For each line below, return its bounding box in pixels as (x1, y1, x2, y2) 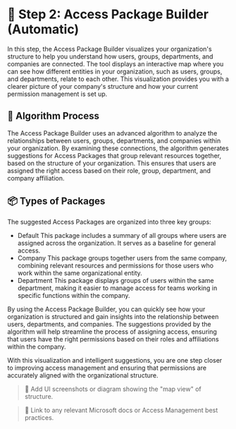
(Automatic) (7, 21, 80, 37)
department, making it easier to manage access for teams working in (17, 284, 218, 292)
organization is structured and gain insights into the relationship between (7, 312, 219, 320)
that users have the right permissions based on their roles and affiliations (7, 334, 220, 343)
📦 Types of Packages (7, 195, 106, 207)
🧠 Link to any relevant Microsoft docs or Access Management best (24, 406, 218, 414)
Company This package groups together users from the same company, (17, 253, 228, 262)
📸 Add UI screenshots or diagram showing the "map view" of (24, 385, 202, 393)
